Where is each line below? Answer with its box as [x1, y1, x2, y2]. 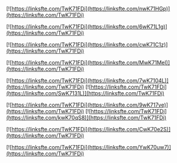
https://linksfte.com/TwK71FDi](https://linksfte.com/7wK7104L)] [11, 77, 169, 84]
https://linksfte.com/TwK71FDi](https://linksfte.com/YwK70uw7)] [11, 144, 172, 150]
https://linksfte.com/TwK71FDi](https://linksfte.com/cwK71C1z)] [11, 41, 168, 48]
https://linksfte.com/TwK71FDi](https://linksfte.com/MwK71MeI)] [11, 59, 170, 66]
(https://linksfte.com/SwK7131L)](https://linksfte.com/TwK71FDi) [6, 90, 165, 96]
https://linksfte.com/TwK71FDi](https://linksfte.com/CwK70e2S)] [11, 126, 171, 132]
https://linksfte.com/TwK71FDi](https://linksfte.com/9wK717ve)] [11, 101, 169, 108]
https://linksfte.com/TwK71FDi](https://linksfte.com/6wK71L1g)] [11, 23, 168, 30]
